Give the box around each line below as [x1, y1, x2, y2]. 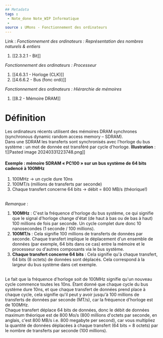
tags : [5, 12, 18, 16]
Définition [5, 112, 46, 123]
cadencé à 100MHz [5, 165, 45, 171]
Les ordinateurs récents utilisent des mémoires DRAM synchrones [5, 129, 137, 135]
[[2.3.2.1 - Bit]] [12, 53, 41, 59]
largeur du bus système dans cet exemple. [12, 262, 98, 268]
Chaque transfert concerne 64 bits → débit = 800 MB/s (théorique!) [12, 186, 148, 192]
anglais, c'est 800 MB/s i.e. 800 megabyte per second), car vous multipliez [5, 318, 155, 323]
